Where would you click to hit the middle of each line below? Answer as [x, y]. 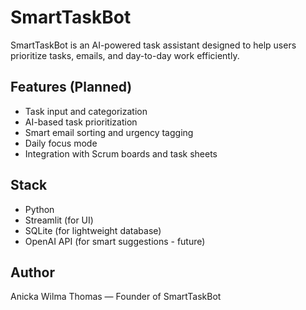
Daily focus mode [61, 143]
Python [39, 209]
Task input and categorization [86, 111]
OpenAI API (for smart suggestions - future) [115, 241]
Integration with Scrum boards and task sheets [121, 153]
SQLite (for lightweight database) [93, 230]
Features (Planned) [71, 87]
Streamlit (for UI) [59, 220]
